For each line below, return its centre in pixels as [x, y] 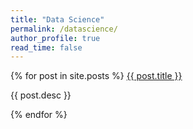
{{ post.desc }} [41, 95]
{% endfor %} [39, 115]
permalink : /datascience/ [64, 29]
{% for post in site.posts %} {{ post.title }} [96, 76]
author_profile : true [55, 38]
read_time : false [46, 47]
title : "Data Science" [57, 19]
